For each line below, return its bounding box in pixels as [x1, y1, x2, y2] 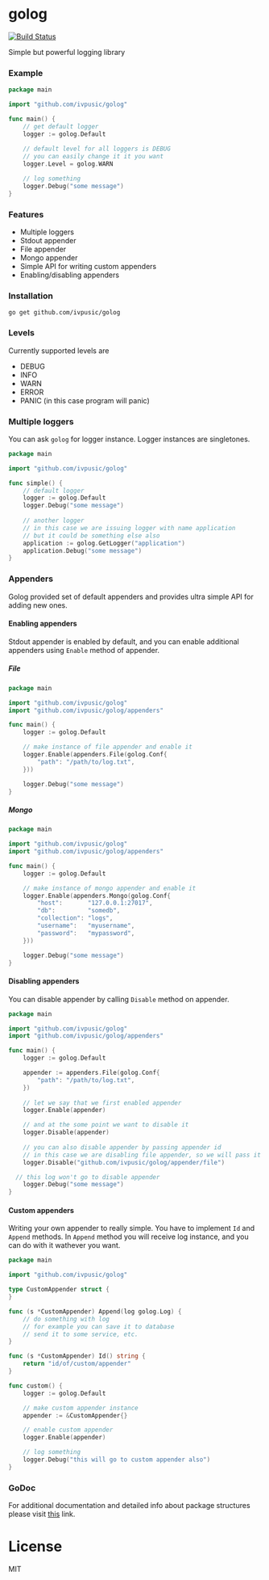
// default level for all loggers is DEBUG [23, 145, 172, 154]
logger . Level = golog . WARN [23, 160, 114, 168]
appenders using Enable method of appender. [8, 645, 159, 655]
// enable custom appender [23, 1426, 114, 1435]
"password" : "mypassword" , [37, 929, 135, 937]
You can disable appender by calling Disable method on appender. [8, 994, 230, 1004]
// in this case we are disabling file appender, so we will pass [23, 1151, 250, 1159]
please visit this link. [8, 1509, 76, 1519]
